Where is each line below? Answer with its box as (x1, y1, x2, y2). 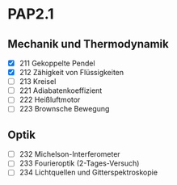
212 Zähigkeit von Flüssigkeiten (19, 68, 124, 78)
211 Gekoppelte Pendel (19, 58, 95, 68)
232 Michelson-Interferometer (19, 149, 120, 159)
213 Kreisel (19, 77, 57, 86)
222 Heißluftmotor (19, 95, 81, 105)
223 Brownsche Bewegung (19, 104, 110, 114)
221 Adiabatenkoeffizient (19, 86, 103, 95)
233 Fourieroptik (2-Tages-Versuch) (19, 158, 140, 168)
